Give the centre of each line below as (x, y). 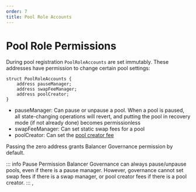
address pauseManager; (44, 84)
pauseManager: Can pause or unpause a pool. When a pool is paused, (99, 110)
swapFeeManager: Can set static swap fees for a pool (80, 129)
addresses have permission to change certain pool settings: (78, 68)
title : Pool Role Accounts (39, 17)
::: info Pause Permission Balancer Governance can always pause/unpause (96, 164)
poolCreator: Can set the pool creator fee (64, 135)
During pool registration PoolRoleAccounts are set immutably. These (87, 62)
